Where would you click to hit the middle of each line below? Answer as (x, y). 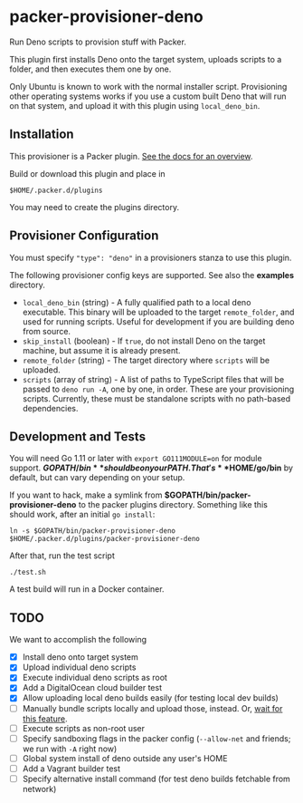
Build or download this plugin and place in (87, 173)
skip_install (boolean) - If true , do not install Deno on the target (144, 341)
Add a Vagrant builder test (71, 769)
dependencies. (50, 408)
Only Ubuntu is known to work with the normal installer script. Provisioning (148, 86)
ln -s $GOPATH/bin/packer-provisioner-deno (93, 531)
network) (39, 788)
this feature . (45, 719)
